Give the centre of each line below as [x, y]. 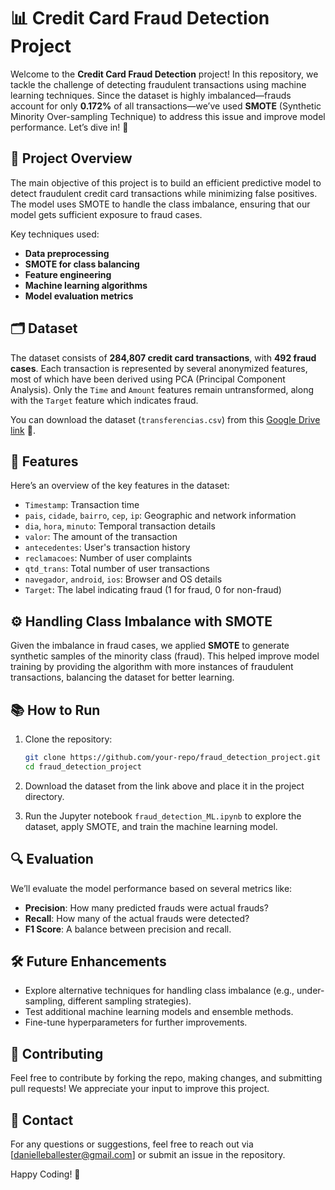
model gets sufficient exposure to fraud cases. [106, 214]
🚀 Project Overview [71, 158]
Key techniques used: [55, 234]
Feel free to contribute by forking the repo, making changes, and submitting [166, 1078]
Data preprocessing [67, 253]
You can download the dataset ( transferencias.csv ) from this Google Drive [165, 419]
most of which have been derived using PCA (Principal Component [148, 379]
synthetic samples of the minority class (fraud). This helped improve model [165, 656]
